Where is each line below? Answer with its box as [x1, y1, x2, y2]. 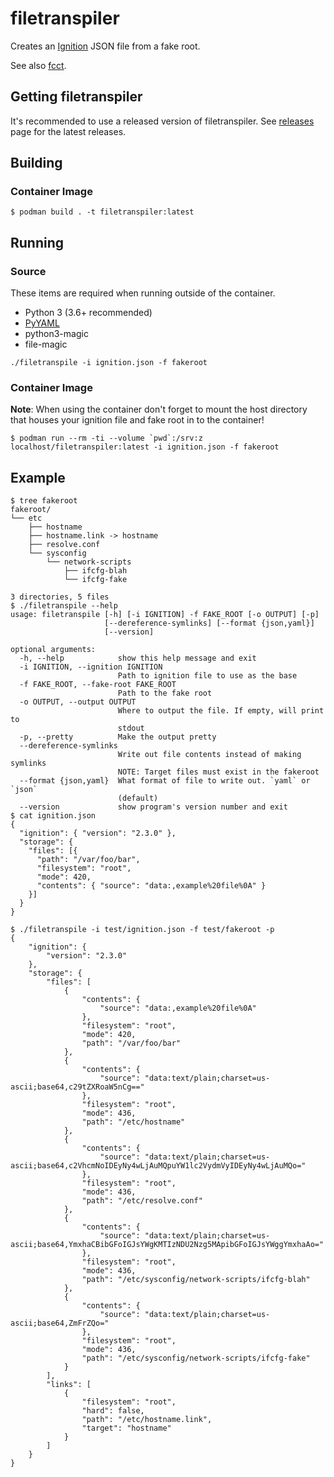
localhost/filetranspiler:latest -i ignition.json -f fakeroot [10, 442, 280, 452]
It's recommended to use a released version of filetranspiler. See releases [10, 115, 315, 127]
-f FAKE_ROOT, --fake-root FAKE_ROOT [19, 680, 177, 690]
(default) [117, 793, 159, 804]
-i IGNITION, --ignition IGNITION [19, 662, 163, 672]
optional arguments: [10, 645, 97, 655]
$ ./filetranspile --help [10, 601, 118, 611]
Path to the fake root [117, 688, 213, 699]
